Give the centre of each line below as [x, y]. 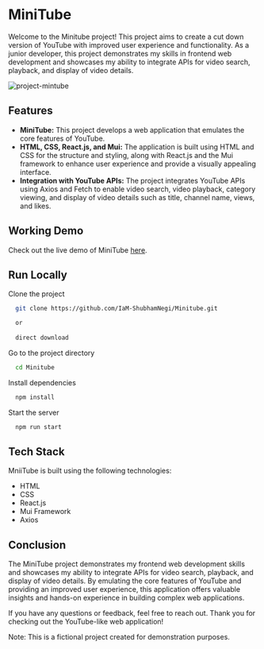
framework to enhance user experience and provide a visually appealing [138, 164]
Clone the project [36, 294]
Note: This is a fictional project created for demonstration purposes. [119, 637]
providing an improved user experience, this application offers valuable [124, 589]
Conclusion [37, 545]
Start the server [34, 412]
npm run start [38, 427]
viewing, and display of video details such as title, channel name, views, [137, 197]
